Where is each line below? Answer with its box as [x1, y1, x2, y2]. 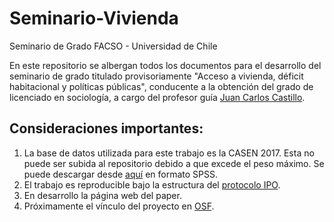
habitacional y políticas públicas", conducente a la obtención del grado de [9, 80, 314, 92]
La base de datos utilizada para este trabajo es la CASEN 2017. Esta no [23, 147, 315, 159]
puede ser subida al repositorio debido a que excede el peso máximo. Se [23, 157, 325, 169]
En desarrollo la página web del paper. [23, 189, 182, 201]
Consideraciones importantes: [9, 120, 204, 137]
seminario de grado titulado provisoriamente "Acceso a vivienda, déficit [9, 70, 304, 82]
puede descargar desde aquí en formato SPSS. [23, 168, 218, 180]
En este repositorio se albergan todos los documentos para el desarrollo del [9, 59, 322, 71]
